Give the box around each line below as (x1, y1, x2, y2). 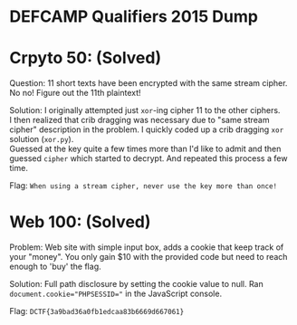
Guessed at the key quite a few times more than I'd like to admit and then (9, 143, 282, 155)
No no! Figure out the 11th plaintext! (9, 88, 142, 99)
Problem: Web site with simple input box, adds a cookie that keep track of (9, 242, 284, 253)
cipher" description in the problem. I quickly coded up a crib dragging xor (9, 124, 284, 135)
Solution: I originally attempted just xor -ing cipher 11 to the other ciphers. (9, 105, 281, 116)
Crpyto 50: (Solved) (9, 48, 161, 69)
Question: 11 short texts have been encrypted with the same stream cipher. (9, 78, 288, 89)
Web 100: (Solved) (9, 212, 151, 233)
